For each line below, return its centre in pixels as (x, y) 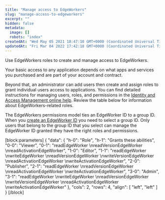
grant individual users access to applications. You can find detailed (73, 89)
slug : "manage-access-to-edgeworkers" (45, 14)
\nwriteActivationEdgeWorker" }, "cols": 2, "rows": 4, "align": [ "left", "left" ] (82, 187)
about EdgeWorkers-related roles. (39, 105)
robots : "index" (26, 37)
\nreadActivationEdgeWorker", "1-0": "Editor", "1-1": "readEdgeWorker (76, 150)
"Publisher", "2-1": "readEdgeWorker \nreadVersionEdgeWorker (69, 166)
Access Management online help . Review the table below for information (79, 100)
